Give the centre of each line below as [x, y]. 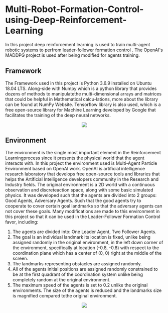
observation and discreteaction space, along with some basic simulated [79, 190]
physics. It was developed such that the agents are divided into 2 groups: [81, 195]
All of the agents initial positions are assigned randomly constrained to [85, 269]
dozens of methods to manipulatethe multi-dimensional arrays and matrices [83, 93]
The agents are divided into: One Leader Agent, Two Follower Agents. [84, 232]
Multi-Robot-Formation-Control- [74, 9]
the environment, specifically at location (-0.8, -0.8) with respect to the [86, 248]
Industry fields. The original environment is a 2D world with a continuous [80, 184]
